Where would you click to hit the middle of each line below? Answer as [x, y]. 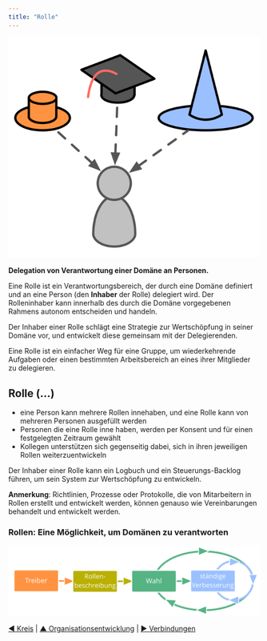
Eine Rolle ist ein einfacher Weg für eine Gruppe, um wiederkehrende [122, 351]
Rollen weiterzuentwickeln [63, 455]
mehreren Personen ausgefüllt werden [83, 421]
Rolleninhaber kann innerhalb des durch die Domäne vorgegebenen [120, 303]
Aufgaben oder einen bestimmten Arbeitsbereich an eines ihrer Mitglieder [130, 359]
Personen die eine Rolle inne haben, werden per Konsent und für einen [136, 430]
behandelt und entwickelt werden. [65, 511]
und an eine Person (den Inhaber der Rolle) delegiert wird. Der [111, 294]
